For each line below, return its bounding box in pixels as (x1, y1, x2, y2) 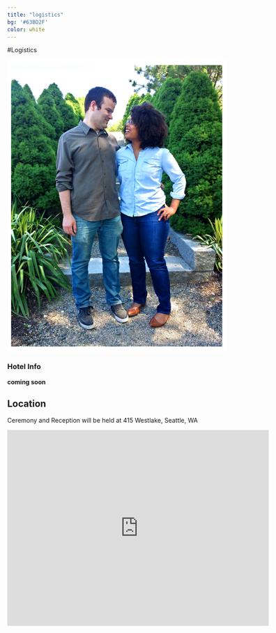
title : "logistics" (7, 11, 64, 18)
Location (7, 398, 47, 410)
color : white (7, 26, 45, 33)
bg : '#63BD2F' (7, 18, 49, 26)
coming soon (7, 377, 46, 386)
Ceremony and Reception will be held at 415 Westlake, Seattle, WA (7, 416, 199, 425)
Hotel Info (7, 362, 42, 372)
